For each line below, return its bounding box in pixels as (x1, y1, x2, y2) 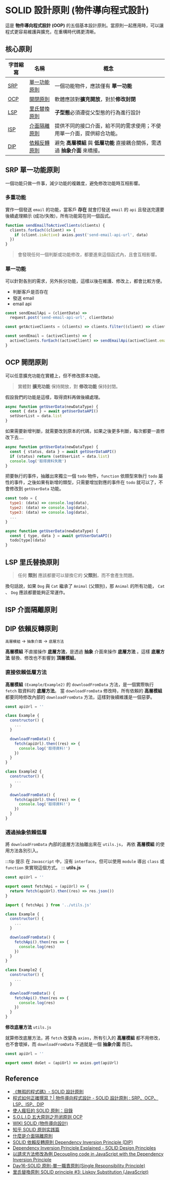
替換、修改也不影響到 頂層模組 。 (11, 655, 79, 661)
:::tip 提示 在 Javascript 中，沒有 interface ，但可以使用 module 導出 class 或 (5, 859, 164, 865)
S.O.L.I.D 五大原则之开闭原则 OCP (12, 1114, 82, 1120)
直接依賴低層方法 (5, 669, 47, 676)
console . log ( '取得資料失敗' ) (10, 459, 67, 464)
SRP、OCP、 (131, 1094, 158, 1101)
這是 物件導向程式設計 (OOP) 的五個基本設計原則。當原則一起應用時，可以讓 (5, 22, 164, 28)
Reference (5, 1074, 39, 1083)
